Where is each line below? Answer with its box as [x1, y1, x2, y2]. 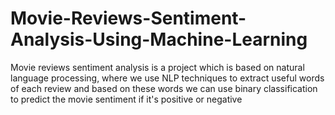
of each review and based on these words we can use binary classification [10, 82, 318, 94]
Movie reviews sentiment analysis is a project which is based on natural [10, 61, 305, 73]
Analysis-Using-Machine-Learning [10, 28, 308, 51]
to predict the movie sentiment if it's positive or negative [10, 93, 243, 105]
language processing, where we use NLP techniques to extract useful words [10, 72, 325, 84]
